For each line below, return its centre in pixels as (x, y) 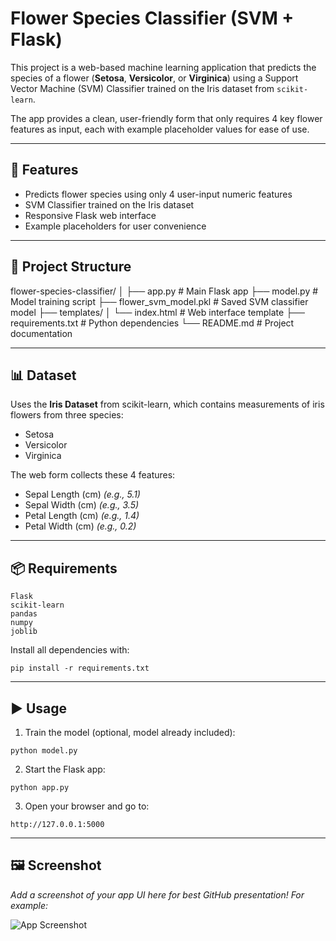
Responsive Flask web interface (90, 215)
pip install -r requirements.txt (80, 668)
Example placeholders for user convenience (115, 226)
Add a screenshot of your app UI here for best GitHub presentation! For (157, 894)
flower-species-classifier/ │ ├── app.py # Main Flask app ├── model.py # (164, 291)
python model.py (44, 751)
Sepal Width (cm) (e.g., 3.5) (82, 505)
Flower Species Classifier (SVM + (152, 18)
